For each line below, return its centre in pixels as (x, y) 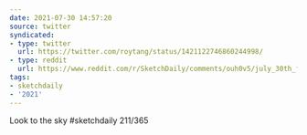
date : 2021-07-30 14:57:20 (61, 18)
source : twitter (40, 26)
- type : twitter (40, 43)
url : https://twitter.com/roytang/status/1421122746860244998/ (140, 52)
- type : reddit (38, 60)
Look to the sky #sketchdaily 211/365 (79, 120)
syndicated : (32, 35)
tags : (20, 78)
